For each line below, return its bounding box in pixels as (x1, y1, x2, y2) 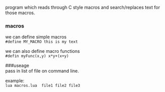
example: (5, 78, 24, 84)
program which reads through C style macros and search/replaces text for (5, 5, 160, 10)
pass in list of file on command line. (5, 68, 79, 74)
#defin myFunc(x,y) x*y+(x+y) (5, 53, 69, 59)
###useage (5, 63, 29, 69)
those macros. (5, 10, 35, 16)
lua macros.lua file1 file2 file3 (5, 83, 80, 88)
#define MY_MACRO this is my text (5, 39, 78, 45)
